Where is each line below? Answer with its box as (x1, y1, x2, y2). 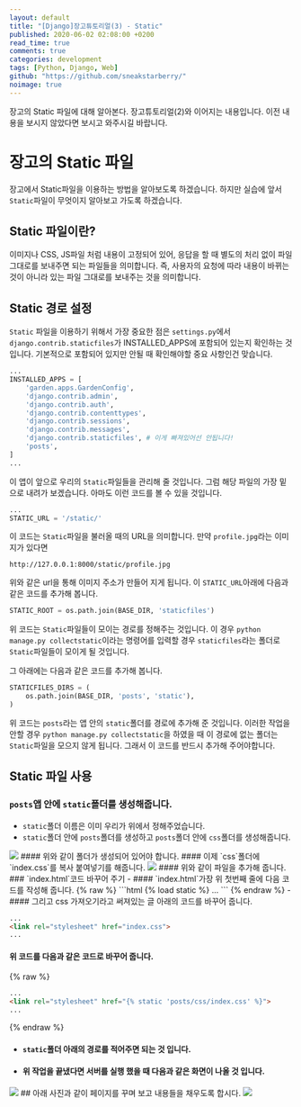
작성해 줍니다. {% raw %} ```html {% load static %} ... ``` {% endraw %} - (25, 884, 291, 895)
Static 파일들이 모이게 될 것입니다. (9, 646, 130, 657)
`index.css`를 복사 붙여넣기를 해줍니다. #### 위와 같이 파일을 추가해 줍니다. (9, 861, 287, 873)
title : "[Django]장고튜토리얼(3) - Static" (9, 22, 164, 31)
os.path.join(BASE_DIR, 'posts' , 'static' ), (25, 692, 195, 701)
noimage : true (9, 80, 63, 89)
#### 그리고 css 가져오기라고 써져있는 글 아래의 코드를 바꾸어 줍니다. (9, 895, 253, 906)
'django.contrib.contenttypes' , (25, 409, 146, 418)
